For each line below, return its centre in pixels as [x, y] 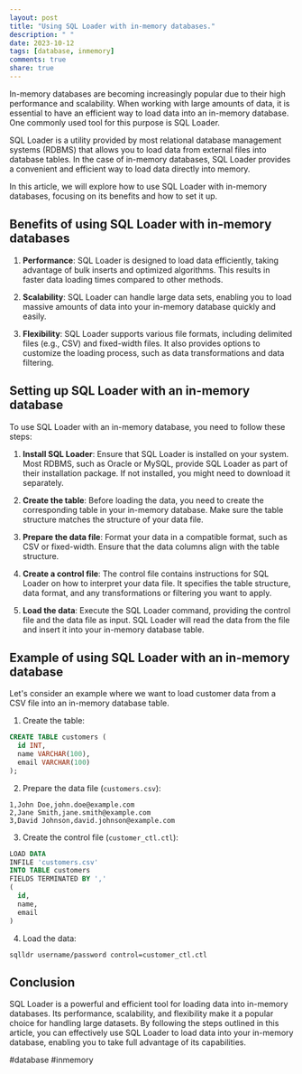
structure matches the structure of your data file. [113, 519]
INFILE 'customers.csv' [54, 862]
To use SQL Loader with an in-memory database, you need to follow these [147, 426]
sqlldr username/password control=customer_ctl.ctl [108, 955]
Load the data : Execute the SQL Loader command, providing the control [156, 610]
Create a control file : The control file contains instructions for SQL [146, 574]
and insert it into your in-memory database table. [113, 630]
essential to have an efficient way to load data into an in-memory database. [149, 113]
